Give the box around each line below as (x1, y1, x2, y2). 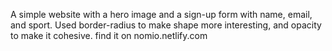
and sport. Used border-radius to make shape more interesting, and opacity (10, 19, 322, 31)
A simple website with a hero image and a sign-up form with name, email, (10, 9, 313, 20)
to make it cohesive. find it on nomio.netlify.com (10, 30, 208, 41)
